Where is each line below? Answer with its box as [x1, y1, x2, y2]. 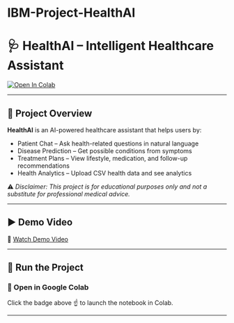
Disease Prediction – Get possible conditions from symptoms [17, 146, 193, 155]
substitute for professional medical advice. [7, 189, 130, 198]
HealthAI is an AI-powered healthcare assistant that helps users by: [7, 125, 202, 134]
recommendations [17, 161, 70, 170]
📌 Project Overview [7, 107, 93, 119]
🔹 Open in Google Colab [7, 283, 89, 292]
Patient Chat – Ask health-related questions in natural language [17, 139, 199, 148]
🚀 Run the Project [7, 262, 84, 274]
